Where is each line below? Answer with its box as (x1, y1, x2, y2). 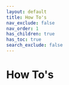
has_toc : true (6, 37, 42, 42)
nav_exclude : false (6, 20, 55, 26)
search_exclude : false (6, 42, 63, 48)
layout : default (6, 8, 47, 15)
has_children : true (6, 31, 55, 37)
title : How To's (6, 14, 47, 20)
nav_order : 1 (6, 25, 39, 32)
